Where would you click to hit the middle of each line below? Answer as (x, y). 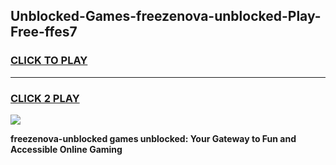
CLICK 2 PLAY (45, 98)
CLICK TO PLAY (49, 61)
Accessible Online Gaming (66, 149)
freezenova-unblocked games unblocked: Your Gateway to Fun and (153, 138)
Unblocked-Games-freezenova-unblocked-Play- (166, 16)
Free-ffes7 (44, 32)
